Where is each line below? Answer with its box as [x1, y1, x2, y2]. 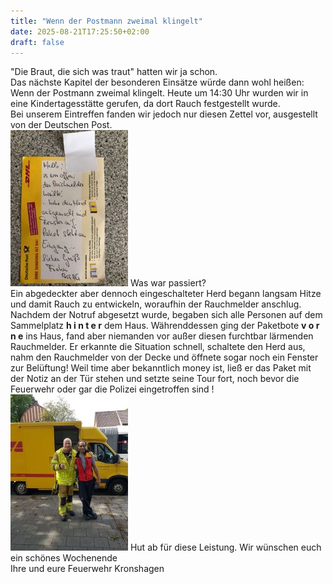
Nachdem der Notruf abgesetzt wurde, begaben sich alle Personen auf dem [10, 309, 323, 321]
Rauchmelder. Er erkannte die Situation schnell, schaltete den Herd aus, [10, 341, 306, 353]
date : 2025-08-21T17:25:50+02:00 [10, 26, 150, 37]
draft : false [10, 37, 65, 47]
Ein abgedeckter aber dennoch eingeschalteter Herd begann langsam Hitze [10, 288, 322, 300]
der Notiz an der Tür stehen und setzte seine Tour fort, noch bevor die [10, 373, 300, 385]
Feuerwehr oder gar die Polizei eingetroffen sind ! [10, 383, 215, 395]
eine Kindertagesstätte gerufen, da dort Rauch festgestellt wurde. [10, 98, 281, 110]
